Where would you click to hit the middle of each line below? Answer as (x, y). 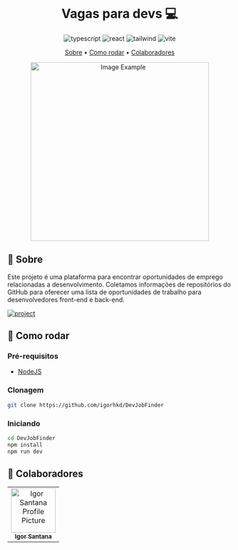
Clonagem (26, 390)
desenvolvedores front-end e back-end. (66, 299)
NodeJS (30, 371)
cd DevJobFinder (31, 438)
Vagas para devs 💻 (120, 14)
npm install (25, 445)
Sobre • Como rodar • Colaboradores (120, 52)
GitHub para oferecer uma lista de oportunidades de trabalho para (104, 292)
